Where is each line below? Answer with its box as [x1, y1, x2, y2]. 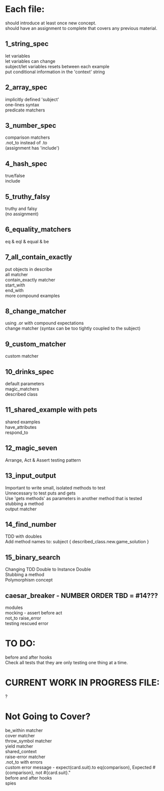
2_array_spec [5, 83, 48, 92]
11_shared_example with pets [5, 405, 98, 414]
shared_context [5, 748, 37, 754]
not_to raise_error [5, 615, 41, 621]
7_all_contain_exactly [5, 253, 72, 262]
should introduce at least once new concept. [5, 20, 97, 26]
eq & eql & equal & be [5, 238, 49, 244]
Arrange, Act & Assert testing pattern [5, 457, 81, 463]
